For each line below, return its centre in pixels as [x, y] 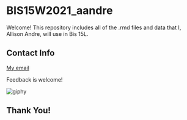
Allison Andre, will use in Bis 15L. [47, 34]
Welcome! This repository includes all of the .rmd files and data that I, [94, 27]
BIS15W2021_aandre [60, 11]
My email [18, 68]
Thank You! [28, 111]
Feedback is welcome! [35, 79]
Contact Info [31, 53]
